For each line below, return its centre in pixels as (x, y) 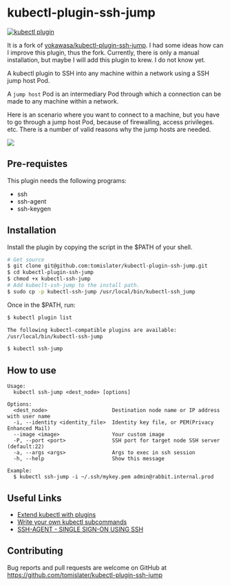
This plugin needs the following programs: (67, 180)
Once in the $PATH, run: (41, 304)
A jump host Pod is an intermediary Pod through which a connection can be (114, 94)
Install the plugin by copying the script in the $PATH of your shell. (100, 247)
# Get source (26, 260)
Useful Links (34, 498)
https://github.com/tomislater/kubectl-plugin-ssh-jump (85, 575)
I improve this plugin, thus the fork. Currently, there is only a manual (103, 52)
